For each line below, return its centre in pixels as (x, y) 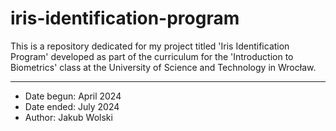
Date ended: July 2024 (72, 106)
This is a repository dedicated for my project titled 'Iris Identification (150, 46)
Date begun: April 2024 (73, 96)
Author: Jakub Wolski (68, 117)
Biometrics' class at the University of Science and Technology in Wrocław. (163, 67)
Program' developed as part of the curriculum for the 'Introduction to (152, 56)
